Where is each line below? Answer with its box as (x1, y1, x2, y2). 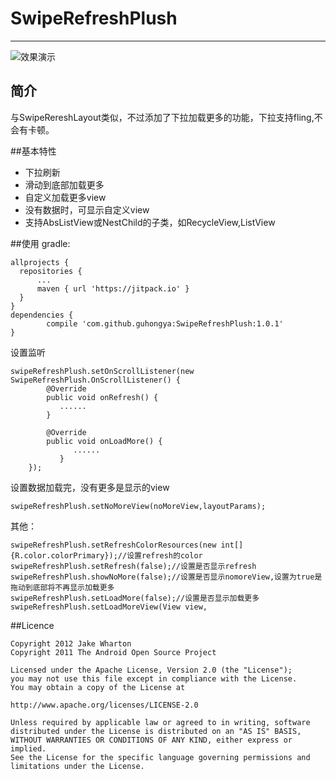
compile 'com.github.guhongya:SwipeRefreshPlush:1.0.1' (46, 318, 284, 329)
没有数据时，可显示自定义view (24, 203, 150, 216)
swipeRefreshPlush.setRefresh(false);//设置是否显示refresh (10, 561, 257, 571)
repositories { (19, 266, 83, 276)
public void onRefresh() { (46, 392, 159, 402)
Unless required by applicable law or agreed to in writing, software (10, 717, 311, 727)
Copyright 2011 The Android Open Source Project (10, 647, 217, 657)
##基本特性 (10, 145, 57, 157)
